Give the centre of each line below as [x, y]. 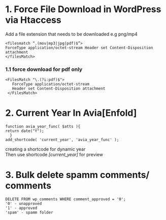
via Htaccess [34, 20]
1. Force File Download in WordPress [83, 9]
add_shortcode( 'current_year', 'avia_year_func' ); [62, 140]
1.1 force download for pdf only [44, 69]
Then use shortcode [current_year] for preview [54, 155]
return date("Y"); [25, 131]
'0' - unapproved [24, 204]
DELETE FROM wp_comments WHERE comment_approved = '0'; [65, 199]
